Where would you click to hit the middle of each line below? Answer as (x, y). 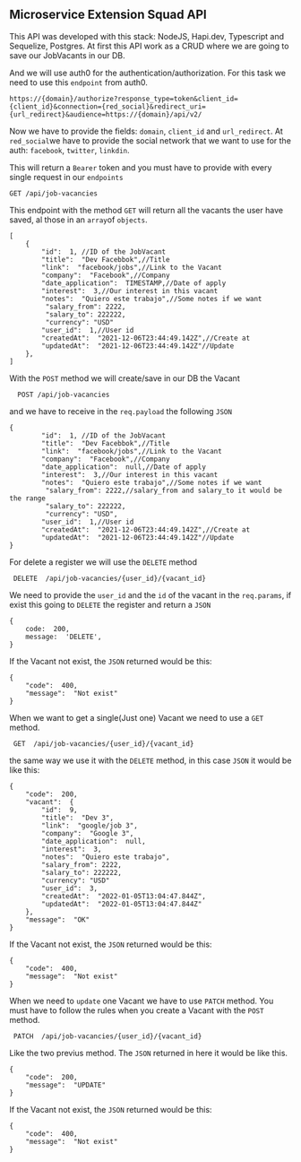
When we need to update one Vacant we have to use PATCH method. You (142, 1001)
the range (28, 498)
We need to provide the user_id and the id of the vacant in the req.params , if (150, 594)
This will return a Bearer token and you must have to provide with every (141, 167)
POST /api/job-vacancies (64, 395)
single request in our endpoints (66, 177)
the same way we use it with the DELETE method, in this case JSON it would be (150, 760)
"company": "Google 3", (88, 833)
